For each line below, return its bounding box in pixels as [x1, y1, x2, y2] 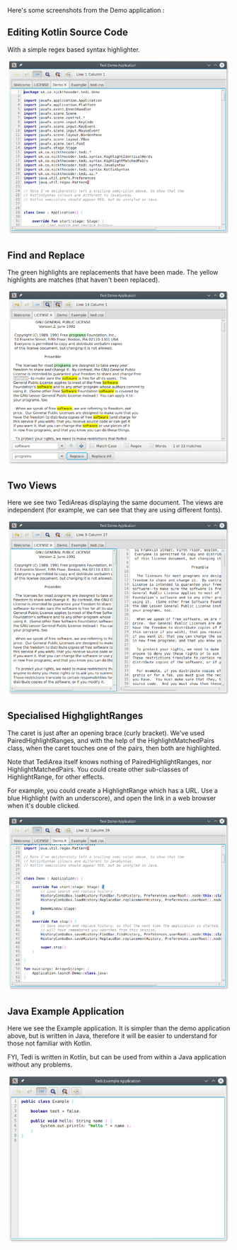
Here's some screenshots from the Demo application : [7, 6, 165, 14]
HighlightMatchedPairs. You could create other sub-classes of [7, 765, 189, 773]
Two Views [7, 479, 57, 492]
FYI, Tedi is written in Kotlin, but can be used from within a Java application [7, 1052, 226, 1061]
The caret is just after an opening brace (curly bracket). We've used [7, 729, 205, 737]
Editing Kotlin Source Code [7, 26, 129, 38]
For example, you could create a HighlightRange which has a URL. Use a [7, 786, 218, 795]
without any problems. [7, 1060, 73, 1069]
